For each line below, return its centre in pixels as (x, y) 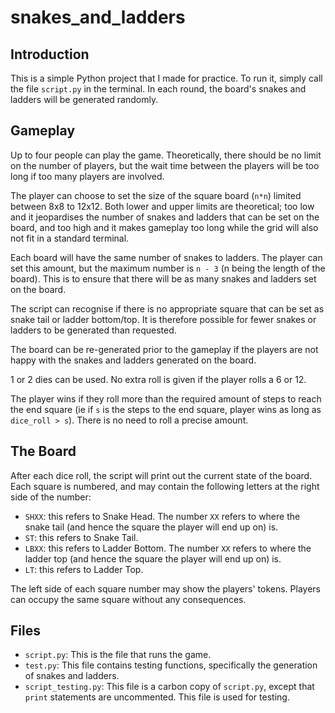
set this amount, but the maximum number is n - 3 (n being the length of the (168, 268)
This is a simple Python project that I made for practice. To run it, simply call (166, 78)
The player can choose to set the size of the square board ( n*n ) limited (156, 195)
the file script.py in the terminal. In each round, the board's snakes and (158, 89)
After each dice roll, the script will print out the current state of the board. (161, 475)
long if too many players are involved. (87, 176)
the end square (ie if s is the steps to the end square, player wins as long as (166, 409)
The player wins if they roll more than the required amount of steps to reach (166, 398)
